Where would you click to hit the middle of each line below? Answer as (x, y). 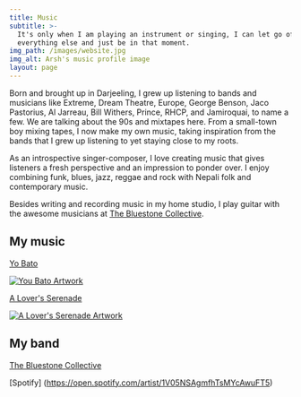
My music (37, 242)
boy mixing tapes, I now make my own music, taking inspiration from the (142, 131)
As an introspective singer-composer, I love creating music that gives (137, 158)
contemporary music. (49, 186)
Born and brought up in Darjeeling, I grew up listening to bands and (133, 93)
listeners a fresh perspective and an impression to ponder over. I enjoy (140, 168)
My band (34, 344)
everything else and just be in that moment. (104, 43)
